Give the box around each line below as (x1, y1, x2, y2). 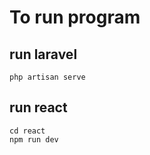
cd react (9, 126, 46, 136)
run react (9, 99, 68, 116)
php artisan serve (9, 72, 86, 82)
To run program (9, 6, 141, 29)
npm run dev (9, 134, 59, 145)
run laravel (9, 46, 78, 63)
